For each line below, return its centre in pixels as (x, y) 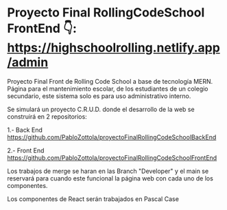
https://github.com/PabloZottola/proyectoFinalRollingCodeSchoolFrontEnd (112, 157)
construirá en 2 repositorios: (47, 116)
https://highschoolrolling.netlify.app (114, 48)
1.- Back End (25, 130)
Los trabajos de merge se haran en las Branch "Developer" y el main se (108, 171)
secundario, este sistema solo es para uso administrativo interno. (99, 96)
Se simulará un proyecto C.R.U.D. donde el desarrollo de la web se (101, 109)
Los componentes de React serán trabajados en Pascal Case (93, 199)
